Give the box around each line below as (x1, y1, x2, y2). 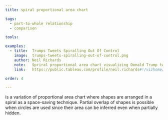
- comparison (9, 25, 37, 30)
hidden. (5, 110, 21, 116)
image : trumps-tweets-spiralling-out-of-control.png (14, 53, 128, 58)
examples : (5, 43, 26, 49)
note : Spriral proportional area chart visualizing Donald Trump (14, 62, 157, 67)
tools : (5, 34, 19, 40)
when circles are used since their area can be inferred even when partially (5, 104, 158, 110)
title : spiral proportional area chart (5, 7, 88, 12)
